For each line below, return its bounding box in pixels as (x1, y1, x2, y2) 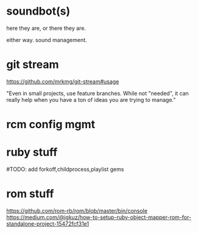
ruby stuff (6, 145, 58, 159)
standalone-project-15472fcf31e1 (6, 220, 90, 227)
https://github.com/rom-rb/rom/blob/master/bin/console (6, 207, 148, 214)
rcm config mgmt (6, 118, 96, 132)
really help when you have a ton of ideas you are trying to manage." (6, 96, 176, 103)
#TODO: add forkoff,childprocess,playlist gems (6, 166, 124, 173)
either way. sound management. (6, 36, 87, 43)
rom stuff (6, 187, 54, 201)
